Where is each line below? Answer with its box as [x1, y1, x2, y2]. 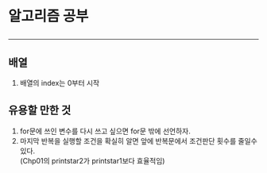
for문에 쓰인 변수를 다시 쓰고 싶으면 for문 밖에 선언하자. [19, 126, 191, 136]
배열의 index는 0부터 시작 [19, 79, 100, 87]
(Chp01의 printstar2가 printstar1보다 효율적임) [19, 156, 165, 165]
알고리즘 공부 [8, 7, 89, 25]
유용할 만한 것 [8, 104, 72, 117]
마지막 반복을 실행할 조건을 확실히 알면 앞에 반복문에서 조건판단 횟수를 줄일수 [19, 136, 258, 145]
